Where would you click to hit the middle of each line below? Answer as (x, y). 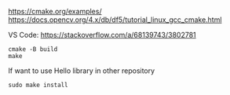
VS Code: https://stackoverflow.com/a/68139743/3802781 (102, 35)
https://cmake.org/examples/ (55, 11)
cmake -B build (33, 49)
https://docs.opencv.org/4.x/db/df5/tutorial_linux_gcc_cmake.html (115, 20)
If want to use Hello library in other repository (82, 71)
